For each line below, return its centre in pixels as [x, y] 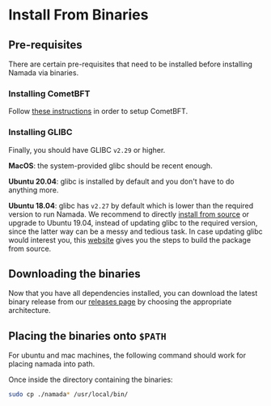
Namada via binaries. [44, 73]
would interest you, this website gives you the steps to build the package [130, 239]
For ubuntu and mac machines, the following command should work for [127, 355]
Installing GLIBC [40, 133]
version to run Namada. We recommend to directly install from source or [129, 214]
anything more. [34, 190]
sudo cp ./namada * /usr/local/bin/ [68, 395]
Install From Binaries [78, 15]
